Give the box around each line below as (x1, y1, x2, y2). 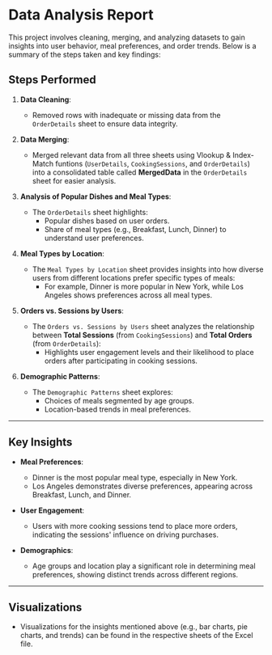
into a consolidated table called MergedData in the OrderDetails (32, 167, 248, 177)
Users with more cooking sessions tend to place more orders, (32, 521, 238, 530)
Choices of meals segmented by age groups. (44, 395, 194, 405)
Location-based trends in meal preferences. (44, 404, 192, 414)
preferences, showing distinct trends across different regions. (32, 569, 239, 579)
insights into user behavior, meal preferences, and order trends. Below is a (8, 40, 257, 50)
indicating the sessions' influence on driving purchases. (32, 530, 219, 539)
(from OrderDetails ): (32, 338, 101, 349)
